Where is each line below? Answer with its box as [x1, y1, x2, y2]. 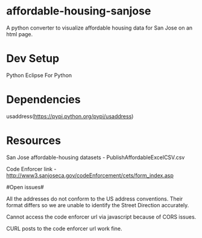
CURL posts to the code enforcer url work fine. [6, 225, 122, 232]
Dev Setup [6, 52, 60, 66]
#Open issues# [6, 183, 44, 190]
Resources [6, 134, 62, 147]
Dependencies [6, 93, 81, 107]
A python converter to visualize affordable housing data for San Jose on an [6, 24, 193, 31]
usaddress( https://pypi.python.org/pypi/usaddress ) [6, 113, 134, 120]
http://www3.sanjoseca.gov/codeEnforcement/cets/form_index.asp [6, 172, 174, 179]
